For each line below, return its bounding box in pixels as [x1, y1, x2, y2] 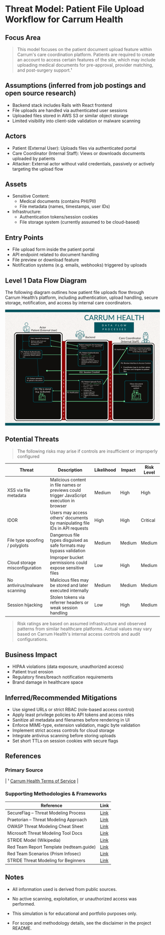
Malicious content [50, 477, 86, 482]
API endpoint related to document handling [12, 252, 99, 258]
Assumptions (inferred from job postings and [5, 81, 146, 90]
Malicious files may [50, 577, 89, 583]
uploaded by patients [12, 156, 55, 161]
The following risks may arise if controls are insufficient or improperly [17, 448, 158, 454]
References [5, 752, 41, 760]
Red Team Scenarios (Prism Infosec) [7, 851, 81, 857]
